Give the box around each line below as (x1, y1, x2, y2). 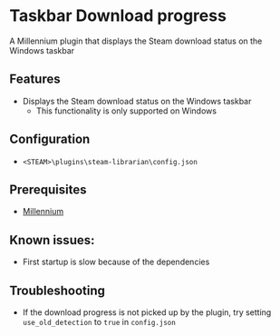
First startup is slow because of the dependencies (22, 256, 210, 268)
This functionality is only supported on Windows (35, 105, 217, 116)
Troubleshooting (9, 282, 106, 298)
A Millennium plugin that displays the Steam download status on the (9, 35, 263, 46)
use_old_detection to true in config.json (22, 317, 177, 327)
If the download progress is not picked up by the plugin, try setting (22, 307, 272, 318)
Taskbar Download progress (9, 5, 227, 26)
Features (9, 72, 61, 87)
